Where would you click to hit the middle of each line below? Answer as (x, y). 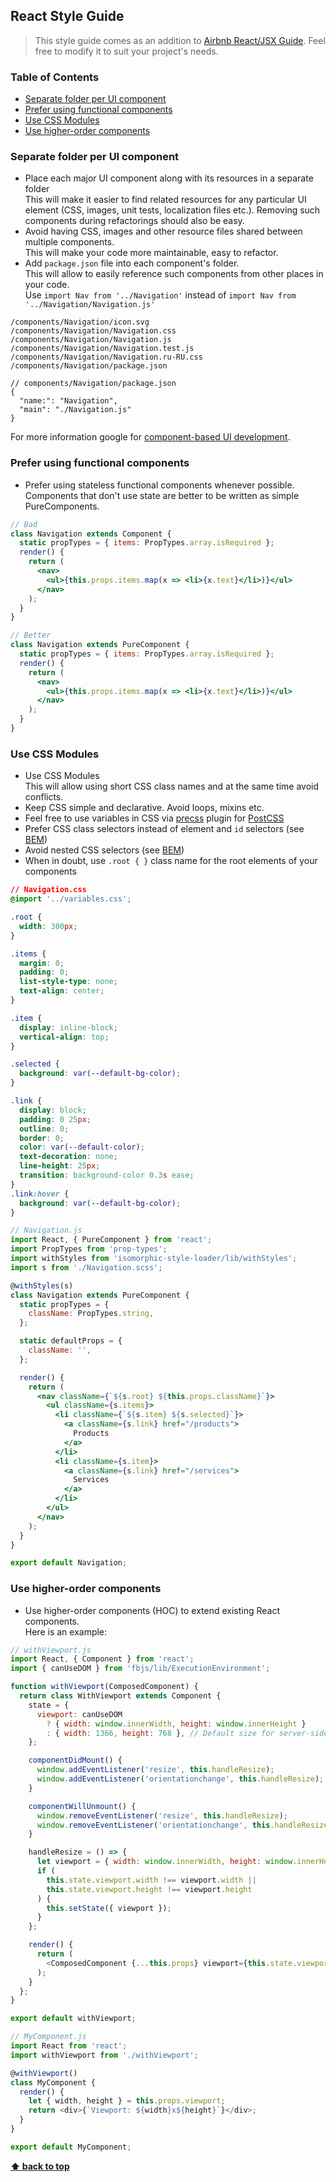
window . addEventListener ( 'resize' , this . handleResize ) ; (155, 1770)
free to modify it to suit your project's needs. (126, 51)
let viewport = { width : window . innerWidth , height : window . (167, 1862)
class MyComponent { (53, 2082)
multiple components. (69, 242)
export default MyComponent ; (71, 2147)
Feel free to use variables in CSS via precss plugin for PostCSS (154, 818)
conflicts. (44, 797)
